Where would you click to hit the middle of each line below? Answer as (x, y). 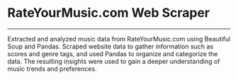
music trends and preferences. (52, 69)
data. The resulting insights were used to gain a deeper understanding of (114, 61)
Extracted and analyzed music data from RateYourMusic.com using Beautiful (119, 39)
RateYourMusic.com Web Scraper (109, 13)
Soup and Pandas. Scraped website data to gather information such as (110, 46)
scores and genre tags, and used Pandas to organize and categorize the (113, 53)
